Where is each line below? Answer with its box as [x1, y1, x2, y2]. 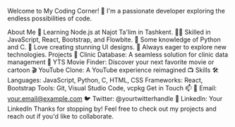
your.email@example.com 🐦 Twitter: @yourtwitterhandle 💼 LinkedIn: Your [7, 95, 223, 102]
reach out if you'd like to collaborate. [7, 112, 114, 120]
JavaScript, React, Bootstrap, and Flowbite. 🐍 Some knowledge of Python [7, 35, 221, 44]
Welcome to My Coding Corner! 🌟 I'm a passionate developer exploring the [7, 7, 226, 15]
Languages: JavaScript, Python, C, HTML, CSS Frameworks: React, [7, 76, 203, 84]
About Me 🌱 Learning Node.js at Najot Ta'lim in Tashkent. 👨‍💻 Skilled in [7, 28, 211, 36]
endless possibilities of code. [7, 14, 92, 23]
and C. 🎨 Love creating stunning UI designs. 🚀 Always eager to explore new [7, 43, 227, 51]
